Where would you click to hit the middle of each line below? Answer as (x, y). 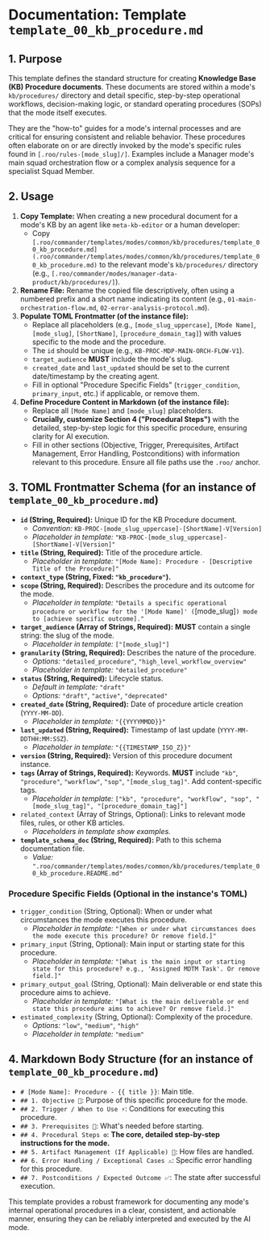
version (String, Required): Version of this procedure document (126, 755)
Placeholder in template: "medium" (88, 1034)
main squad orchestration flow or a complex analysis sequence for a (122, 162)
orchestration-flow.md (58, 308)
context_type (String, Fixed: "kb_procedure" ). (96, 576)
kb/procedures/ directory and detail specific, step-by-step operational (124, 95)
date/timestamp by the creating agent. (96, 376)
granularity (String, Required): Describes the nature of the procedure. (138, 652)
